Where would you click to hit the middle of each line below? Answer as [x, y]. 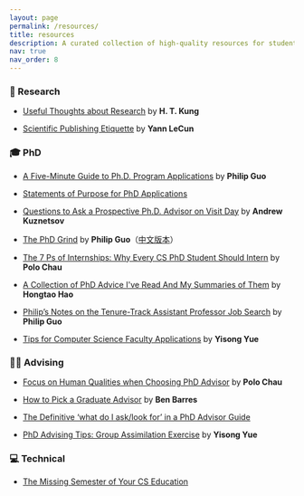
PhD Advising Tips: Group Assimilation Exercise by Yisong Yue [140, 434]
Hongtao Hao [48, 294]
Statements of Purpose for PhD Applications [105, 193]
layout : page [34, 18]
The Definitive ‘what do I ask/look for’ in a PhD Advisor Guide [136, 416]
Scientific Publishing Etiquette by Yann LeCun [108, 129]
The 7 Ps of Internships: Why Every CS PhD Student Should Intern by [151, 257]
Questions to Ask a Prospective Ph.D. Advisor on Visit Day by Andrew [152, 211]
